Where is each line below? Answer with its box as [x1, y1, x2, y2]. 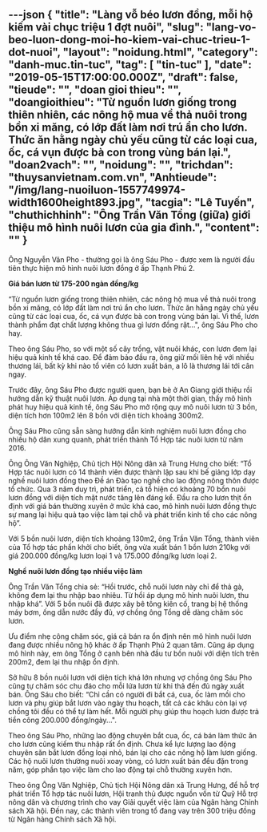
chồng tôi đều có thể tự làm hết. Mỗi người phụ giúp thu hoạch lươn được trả [8, 706, 260, 716]
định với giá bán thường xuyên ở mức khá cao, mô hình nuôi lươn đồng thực [8, 501, 257, 511]
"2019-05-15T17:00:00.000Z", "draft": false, [8, 71, 238, 84]
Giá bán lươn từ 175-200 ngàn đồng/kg [8, 278, 139, 289]
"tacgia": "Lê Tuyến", [145, 196, 255, 209]
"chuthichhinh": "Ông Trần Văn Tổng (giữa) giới [8, 208, 251, 222]
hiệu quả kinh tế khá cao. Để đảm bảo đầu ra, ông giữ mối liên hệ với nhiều [8, 352, 254, 361]
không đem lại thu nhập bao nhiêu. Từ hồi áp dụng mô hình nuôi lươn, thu [8, 590, 249, 600]
